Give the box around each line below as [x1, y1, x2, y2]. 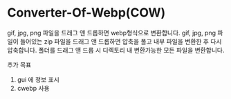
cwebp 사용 [17, 84, 50, 92]
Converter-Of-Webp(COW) [7, 5, 166, 21]
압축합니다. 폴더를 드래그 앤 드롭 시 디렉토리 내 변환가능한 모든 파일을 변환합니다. [7, 46, 225, 54]
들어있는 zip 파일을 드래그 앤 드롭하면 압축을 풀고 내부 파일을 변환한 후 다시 [19, 37, 222, 46]
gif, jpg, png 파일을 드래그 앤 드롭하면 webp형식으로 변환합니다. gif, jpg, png [7, 28, 216, 37]
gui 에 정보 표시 [17, 75, 60, 84]
